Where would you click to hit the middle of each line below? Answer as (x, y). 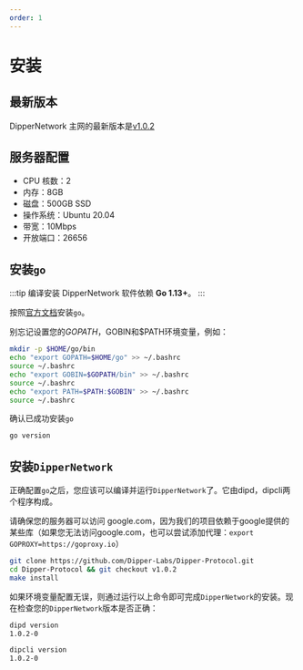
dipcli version (38, 650)
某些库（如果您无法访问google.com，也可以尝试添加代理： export (132, 532)
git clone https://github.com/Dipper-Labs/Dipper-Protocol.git (132, 562)
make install (34, 578)
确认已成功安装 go (42, 418)
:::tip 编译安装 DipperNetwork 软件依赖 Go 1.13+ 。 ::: (107, 294)
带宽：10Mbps (50, 227)
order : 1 (26, 18)
